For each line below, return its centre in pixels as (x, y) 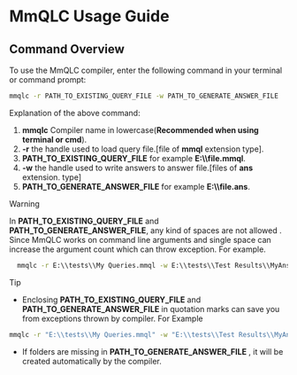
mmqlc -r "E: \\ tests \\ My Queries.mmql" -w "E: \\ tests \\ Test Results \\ (142, 334)
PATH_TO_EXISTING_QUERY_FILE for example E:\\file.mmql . (133, 158)
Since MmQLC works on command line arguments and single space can (140, 239)
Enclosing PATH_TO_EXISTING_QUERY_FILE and (111, 300)
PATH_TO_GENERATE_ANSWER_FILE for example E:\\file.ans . (136, 186)
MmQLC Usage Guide (89, 16)
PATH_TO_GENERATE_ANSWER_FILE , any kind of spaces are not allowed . (146, 230)
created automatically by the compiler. (91, 361)
